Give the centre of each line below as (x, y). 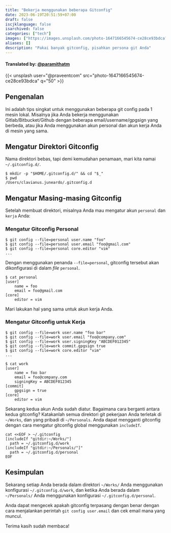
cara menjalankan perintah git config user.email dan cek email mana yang (85, 511)
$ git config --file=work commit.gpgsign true (55, 346)
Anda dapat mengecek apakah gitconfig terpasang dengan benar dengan (82, 505)
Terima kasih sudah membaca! (37, 526)
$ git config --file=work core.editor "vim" (53, 350)
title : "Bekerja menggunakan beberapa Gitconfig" (59, 10)
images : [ (16, 39)
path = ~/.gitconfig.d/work (40, 443)
